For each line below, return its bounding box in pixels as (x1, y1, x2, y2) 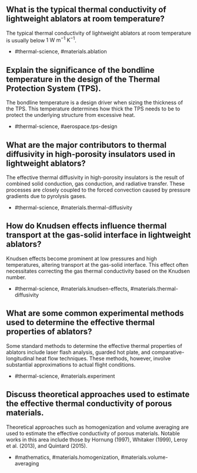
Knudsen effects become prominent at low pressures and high (6, 255, 157, 262)
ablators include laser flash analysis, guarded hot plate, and (6, 348, 151, 355)
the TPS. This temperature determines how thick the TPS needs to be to (6, 105, 181, 112)
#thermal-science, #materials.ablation (14, 48, 107, 55)
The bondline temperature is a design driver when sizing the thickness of (6, 99, 183, 106)
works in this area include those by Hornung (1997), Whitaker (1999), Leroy (6, 436, 188, 443)
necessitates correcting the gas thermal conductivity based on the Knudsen (6, 267, 190, 274)
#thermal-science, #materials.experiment (14, 373, 115, 380)
